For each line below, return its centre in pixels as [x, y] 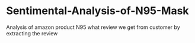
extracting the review [32, 33]
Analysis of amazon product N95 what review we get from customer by [93, 27]
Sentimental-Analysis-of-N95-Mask [97, 11]
